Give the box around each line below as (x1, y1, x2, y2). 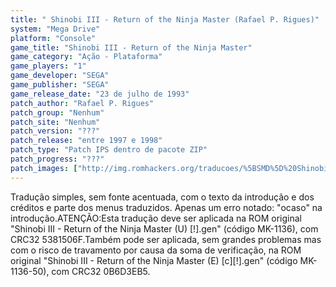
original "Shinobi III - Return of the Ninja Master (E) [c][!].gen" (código (10, 254, 298, 266)
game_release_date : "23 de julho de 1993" (10, 89, 190, 99)
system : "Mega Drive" (10, 24, 101, 34)
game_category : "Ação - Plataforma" (10, 52, 163, 62)
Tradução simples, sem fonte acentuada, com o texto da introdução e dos (10, 191, 315, 203)
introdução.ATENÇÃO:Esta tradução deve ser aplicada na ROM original (10, 212, 302, 224)
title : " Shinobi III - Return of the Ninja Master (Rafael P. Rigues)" (10, 14, 320, 25)
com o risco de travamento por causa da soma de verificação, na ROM (10, 244, 302, 256)
